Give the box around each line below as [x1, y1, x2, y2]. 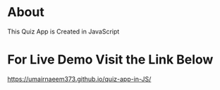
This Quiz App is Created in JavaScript [7, 27, 120, 36]
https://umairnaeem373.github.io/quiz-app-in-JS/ [7, 75, 152, 83]
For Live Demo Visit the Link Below [7, 52, 214, 68]
